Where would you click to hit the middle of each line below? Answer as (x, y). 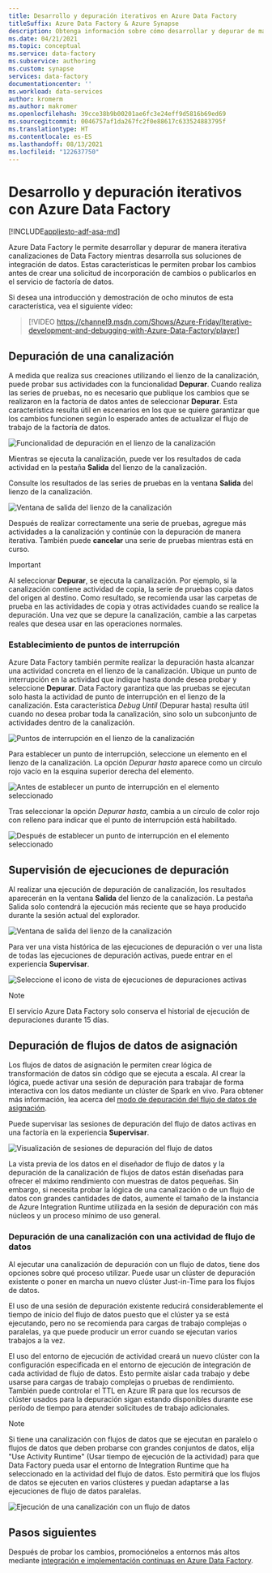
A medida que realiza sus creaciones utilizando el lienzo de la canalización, (134, 376)
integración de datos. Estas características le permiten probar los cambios (132, 265)
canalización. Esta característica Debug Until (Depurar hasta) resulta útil (129, 705)
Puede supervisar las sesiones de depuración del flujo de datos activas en (132, 1124)
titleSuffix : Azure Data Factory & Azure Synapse (94, 24)
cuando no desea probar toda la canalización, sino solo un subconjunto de (133, 714)
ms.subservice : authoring (52, 62)
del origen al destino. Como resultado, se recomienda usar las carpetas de (133, 598)
